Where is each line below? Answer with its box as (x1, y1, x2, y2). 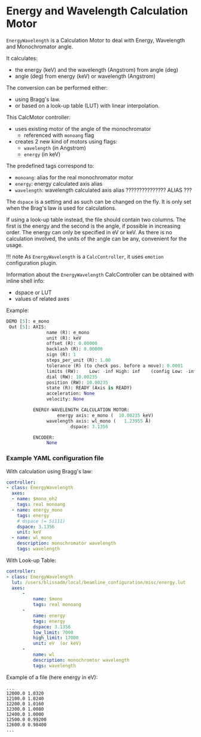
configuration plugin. (6, 259, 58, 267)
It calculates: (6, 54, 38, 62)
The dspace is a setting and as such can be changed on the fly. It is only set (6, 198, 191, 205)
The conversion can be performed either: (6, 84, 108, 91)
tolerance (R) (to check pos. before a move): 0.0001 (46, 363, 184, 369)
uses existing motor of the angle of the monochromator (14, 125, 151, 132)
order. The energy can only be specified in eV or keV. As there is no (6, 228, 172, 236)
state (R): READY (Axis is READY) (46, 385, 133, 391)
